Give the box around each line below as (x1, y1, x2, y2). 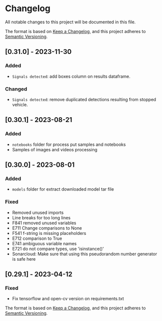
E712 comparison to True (12, 235, 62, 241)
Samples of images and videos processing (12, 146, 98, 152)
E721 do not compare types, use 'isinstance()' (12, 246, 104, 251)
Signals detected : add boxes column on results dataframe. (12, 73, 130, 79)
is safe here (12, 256, 36, 262)
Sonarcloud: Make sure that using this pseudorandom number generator (12, 251, 157, 257)
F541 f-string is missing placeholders (12, 230, 87, 236)
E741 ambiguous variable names (12, 240, 77, 246)
